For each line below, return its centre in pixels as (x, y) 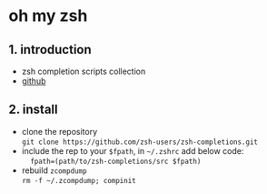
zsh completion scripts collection (84, 71)
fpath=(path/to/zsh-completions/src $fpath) (116, 161)
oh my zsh (48, 16)
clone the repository (59, 131)
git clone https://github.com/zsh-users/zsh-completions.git (140, 142)
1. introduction (50, 50)
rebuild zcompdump (54, 170)
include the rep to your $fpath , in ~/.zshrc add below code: (133, 150)
